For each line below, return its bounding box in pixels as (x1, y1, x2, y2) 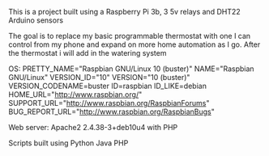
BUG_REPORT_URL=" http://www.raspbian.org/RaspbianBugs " (8, 107, 215, 116)
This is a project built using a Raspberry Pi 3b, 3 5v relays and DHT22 (8, 7, 241, 16)
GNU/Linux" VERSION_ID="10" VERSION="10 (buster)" (8, 73, 190, 82)
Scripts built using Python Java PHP (8, 138, 129, 148)
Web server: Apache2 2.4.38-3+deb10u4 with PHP (8, 123, 178, 132)
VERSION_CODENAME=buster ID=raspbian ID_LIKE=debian (8, 81, 207, 91)
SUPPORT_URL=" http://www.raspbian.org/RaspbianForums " (8, 99, 210, 108)
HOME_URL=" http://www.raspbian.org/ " (8, 90, 143, 99)
